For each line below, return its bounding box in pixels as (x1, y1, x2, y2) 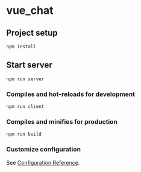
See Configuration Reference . (6, 159, 80, 166)
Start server (6, 60, 52, 70)
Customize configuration (6, 145, 81, 154)
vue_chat (6, 4, 54, 18)
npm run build (6, 131, 42, 138)
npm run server (6, 76, 45, 82)
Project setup (6, 28, 58, 38)
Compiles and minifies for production (6, 118, 117, 126)
